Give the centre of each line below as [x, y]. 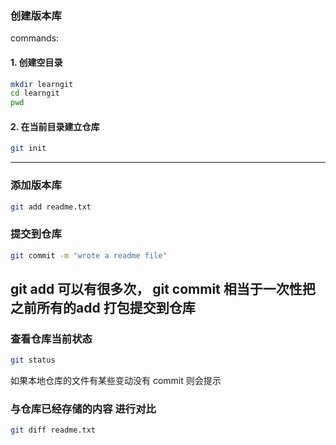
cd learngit [35, 93]
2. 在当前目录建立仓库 [55, 126]
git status [33, 360]
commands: [35, 38]
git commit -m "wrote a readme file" [89, 255]
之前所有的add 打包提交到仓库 [103, 307]
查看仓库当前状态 [51, 339]
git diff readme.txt [53, 430]
